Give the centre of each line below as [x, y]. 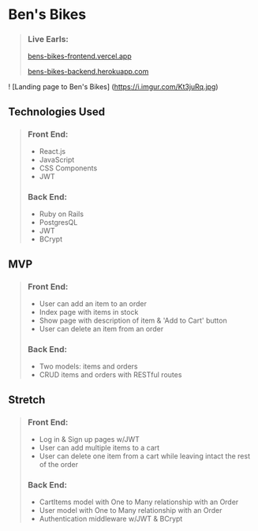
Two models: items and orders [88, 366]
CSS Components [68, 168]
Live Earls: [48, 39]
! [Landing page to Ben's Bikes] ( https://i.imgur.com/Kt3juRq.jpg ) [113, 87]
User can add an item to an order [93, 304]
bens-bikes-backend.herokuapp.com [88, 72]
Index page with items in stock [89, 312]
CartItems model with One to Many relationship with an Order [139, 502]
